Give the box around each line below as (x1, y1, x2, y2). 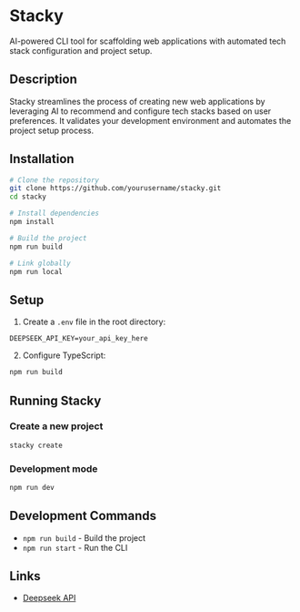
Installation (9, 151, 75, 167)
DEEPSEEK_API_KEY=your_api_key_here (9, 334, 148, 343)
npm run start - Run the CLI (22, 542, 128, 553)
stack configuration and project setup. (9, 45, 153, 56)
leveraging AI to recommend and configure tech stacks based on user (9, 106, 272, 117)
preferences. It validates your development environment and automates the (9, 115, 292, 126)
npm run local (9, 267, 64, 276)
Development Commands (9, 508, 157, 524)
